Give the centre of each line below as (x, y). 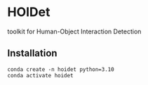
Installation (32, 53)
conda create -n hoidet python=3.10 (61, 69)
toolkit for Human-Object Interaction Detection (74, 31)
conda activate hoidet (40, 75)
